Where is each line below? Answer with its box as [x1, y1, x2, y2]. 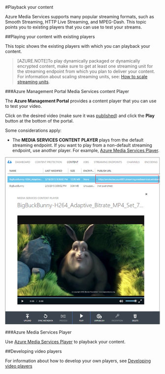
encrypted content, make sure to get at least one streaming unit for [17, 63, 153, 69]
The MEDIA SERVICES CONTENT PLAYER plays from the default [12, 137, 144, 143]
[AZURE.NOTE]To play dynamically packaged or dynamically [17, 58, 140, 63]
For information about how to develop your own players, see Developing [5, 358, 151, 364]
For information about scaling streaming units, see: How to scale [17, 74, 148, 79]
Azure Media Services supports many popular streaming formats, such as [5, 14, 154, 19]
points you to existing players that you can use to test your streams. [5, 24, 142, 30]
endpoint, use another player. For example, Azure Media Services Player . [12, 148, 160, 153]
